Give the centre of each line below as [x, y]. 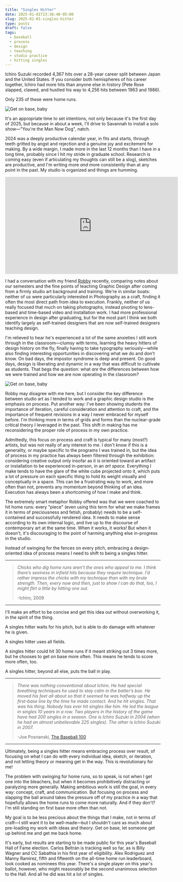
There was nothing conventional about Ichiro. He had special [79, 686]
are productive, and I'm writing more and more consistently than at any [77, 165]
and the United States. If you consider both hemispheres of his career [76, 79]
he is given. [17, 632]
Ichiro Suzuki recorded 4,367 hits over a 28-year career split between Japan [83, 74]
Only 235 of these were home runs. [41, 100]
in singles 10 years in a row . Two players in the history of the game [85, 712]
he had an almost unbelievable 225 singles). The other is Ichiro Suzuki [89, 722]
